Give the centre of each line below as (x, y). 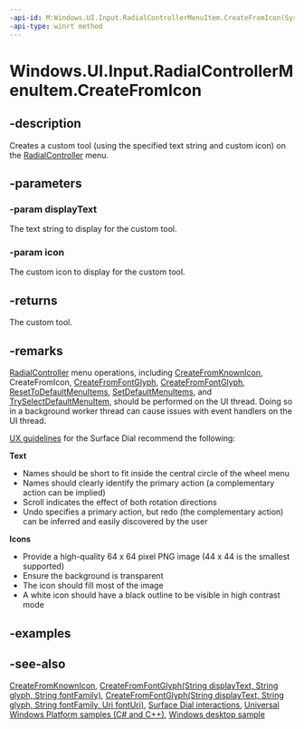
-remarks (36, 351)
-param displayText (53, 209)
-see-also (38, 663)
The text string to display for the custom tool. (93, 229)
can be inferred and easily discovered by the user (115, 522)
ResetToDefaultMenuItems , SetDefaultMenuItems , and (111, 392)
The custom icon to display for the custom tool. (97, 272)
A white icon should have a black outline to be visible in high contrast (151, 595)
